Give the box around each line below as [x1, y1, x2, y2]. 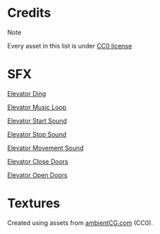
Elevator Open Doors [7, 170, 68, 179]
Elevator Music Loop [7, 103, 67, 111]
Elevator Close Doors [7, 157, 69, 165]
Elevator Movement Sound [7, 144, 84, 152]
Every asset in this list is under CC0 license [7, 41, 132, 50]
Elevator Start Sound [7, 116, 67, 125]
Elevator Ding [7, 89, 46, 97]
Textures [7, 195, 61, 212]
